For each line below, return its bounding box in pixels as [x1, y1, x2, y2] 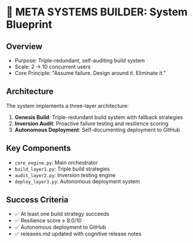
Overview [6, 41, 43, 51]
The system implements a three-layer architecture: [6, 102, 129, 109]
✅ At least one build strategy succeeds [14, 211, 109, 218]
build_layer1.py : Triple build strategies [14, 165, 110, 172]
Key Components [6, 143, 71, 153]
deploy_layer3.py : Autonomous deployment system [14, 178, 140, 185]
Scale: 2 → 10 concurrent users [14, 63, 91, 70]
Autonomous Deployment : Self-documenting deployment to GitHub [14, 126, 181, 133]
